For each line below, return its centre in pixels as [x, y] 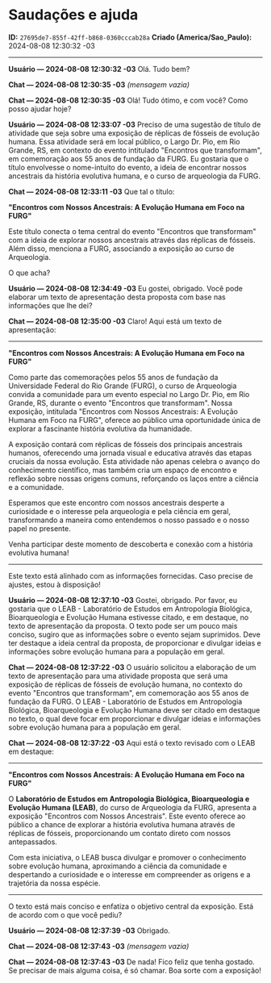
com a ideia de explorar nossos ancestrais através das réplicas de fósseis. [132, 240]
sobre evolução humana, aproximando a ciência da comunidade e [118, 866]
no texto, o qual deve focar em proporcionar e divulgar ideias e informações [135, 718]
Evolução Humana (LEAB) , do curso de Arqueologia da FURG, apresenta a [132, 807]
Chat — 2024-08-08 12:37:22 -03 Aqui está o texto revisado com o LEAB [132, 742]
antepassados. [33, 842]
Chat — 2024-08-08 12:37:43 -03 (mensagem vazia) [99, 946]
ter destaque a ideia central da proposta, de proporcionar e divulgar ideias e [135, 642]
